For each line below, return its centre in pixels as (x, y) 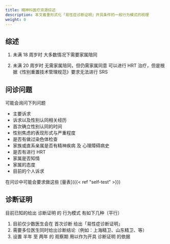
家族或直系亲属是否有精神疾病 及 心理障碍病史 (61, 145)
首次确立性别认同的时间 (37, 126)
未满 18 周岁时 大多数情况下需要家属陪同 (55, 55)
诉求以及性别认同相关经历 (40, 120)
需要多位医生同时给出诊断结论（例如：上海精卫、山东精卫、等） (80, 230)
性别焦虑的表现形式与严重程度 (44, 133)
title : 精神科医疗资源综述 (31, 10)
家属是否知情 (26, 158)
